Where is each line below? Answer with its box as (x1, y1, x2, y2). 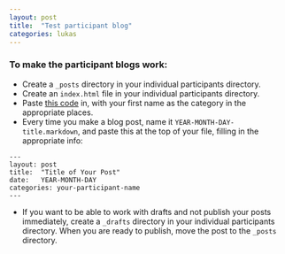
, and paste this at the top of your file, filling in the (78, 126, 259, 136)
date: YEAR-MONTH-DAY (9, 175, 97, 184)
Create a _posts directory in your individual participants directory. (21, 79, 261, 89)
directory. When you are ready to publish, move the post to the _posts (21, 225, 277, 235)
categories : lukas (9, 29, 77, 38)
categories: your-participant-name (9, 183, 141, 192)
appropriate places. (21, 107, 94, 118)
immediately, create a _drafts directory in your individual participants (21, 216, 275, 227)
